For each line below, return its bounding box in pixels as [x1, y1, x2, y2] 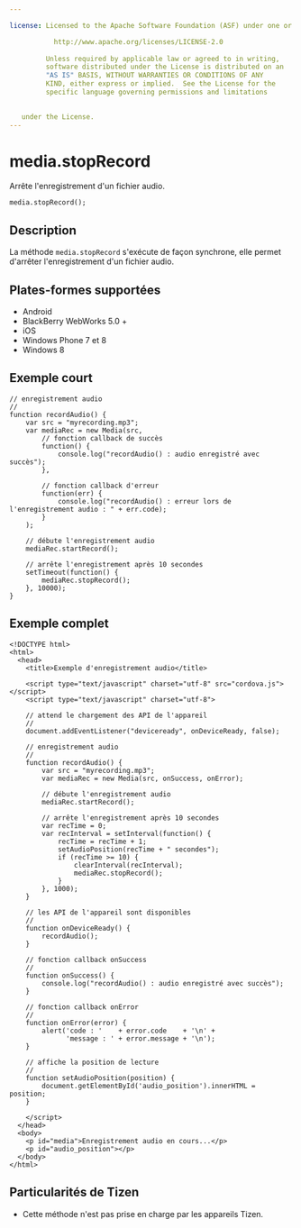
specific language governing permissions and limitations [45, 87, 269, 96]
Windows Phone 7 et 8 [22, 335, 106, 346]
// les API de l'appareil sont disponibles [25, 907, 192, 917]
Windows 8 [22, 344, 65, 356]
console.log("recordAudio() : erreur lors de [57, 496, 232, 505]
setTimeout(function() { [25, 568, 119, 577]
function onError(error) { [25, 1018, 127, 1027]
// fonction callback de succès [41, 433, 164, 442]
